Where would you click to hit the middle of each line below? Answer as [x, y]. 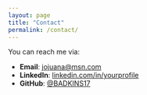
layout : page [29, 15]
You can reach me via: [44, 52]
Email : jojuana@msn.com [60, 67]
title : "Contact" [36, 23]
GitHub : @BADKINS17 [55, 83]
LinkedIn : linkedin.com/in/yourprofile [79, 76]
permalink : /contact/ [43, 30]
